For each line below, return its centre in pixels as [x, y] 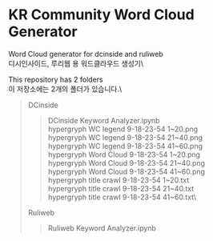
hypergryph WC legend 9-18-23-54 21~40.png [125, 137]
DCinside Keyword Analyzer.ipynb [104, 120]
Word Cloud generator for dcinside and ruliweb [86, 54]
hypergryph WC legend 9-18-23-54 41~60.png [125, 146]
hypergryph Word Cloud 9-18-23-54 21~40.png [127, 163]
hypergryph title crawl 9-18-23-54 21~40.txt [121, 188]
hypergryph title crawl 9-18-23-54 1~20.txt [119, 180]
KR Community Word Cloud [101, 15]
